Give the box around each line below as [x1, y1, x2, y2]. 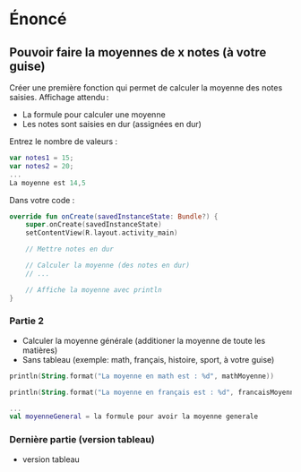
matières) [21, 345, 58, 356]
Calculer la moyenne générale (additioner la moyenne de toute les [21, 335, 266, 346]
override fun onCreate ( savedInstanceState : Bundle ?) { [9, 211, 219, 221]
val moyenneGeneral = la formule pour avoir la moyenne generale [9, 412, 258, 421]
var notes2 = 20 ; [9, 161, 74, 170]
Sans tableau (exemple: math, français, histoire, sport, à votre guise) [21, 354, 275, 365]
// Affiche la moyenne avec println [25, 285, 163, 295]
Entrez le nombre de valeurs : [9, 136, 118, 147]
